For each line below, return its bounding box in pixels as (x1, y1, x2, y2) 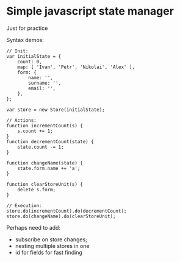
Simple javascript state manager (6, 4, 174, 18)
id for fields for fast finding (15, 249, 82, 256)
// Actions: (6, 117, 37, 123)
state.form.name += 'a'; (17, 165, 81, 171)
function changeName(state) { (6, 160, 84, 166)
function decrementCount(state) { (6, 138, 95, 144)
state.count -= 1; (17, 144, 64, 150)
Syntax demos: (6, 36, 45, 43)
